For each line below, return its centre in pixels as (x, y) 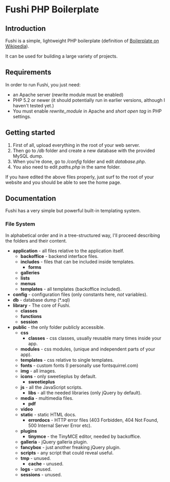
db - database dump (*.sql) (41, 300)
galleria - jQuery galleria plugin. (54, 442)
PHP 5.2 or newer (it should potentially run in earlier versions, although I (89, 100)
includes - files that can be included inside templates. (78, 262)
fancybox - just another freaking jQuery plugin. (70, 447)
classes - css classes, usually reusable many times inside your (95, 338)
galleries (30, 272)
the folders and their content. (36, 240)
